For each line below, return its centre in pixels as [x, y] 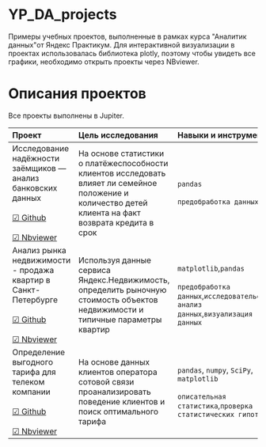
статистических [206, 414]
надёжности [36, 158]
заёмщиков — [39, 168]
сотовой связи [106, 381]
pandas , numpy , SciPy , [215, 369]
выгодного [33, 362]
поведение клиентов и [122, 401]
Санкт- [27, 290]
